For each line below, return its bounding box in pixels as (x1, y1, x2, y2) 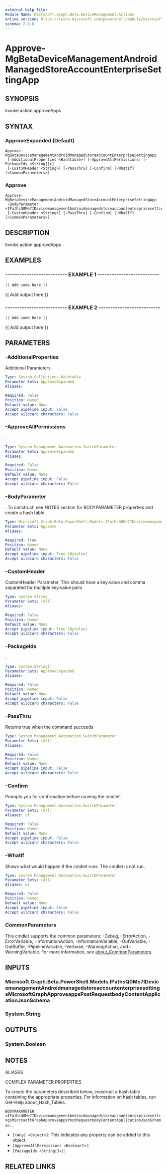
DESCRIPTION (5, 228, 50, 237)
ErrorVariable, (5, 938, 34, 944)
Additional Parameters (5, 365, 51, 371)
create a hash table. (5, 510, 46, 516)
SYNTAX (5, 122, 33, 130)
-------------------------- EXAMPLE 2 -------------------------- (5, 304, 161, 311)
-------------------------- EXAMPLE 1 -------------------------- (5, 271, 160, 278)
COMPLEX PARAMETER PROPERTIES (5, 1079, 82, 1085)
